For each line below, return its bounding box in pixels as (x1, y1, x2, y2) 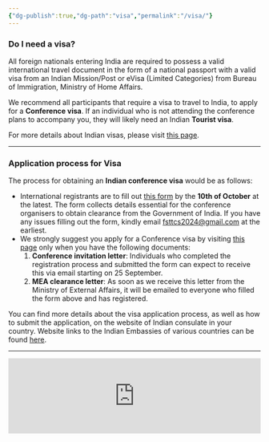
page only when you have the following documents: (19, 242, 191, 253)
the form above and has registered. (31, 294, 148, 303)
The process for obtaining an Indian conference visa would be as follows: (8, 176, 253, 185)
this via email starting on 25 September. (31, 268, 163, 278)
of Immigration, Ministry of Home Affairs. (8, 82, 143, 91)
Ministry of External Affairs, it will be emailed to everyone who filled (31, 286, 255, 295)
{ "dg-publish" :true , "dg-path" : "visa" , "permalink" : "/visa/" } (8, 11, 214, 20)
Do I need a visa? (8, 38, 76, 49)
